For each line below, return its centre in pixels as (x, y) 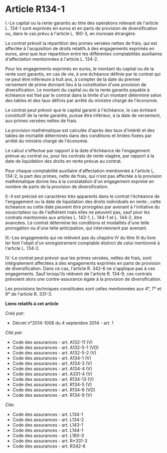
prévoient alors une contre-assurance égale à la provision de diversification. (83, 279)
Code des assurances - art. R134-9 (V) (52, 395)
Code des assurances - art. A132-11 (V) (53, 342)
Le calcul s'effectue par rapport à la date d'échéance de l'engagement (78, 150)
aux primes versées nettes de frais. (41, 120)
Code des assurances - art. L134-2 (48, 420)
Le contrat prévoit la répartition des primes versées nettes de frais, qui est (81, 43)
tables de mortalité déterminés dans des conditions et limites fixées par (79, 135)
